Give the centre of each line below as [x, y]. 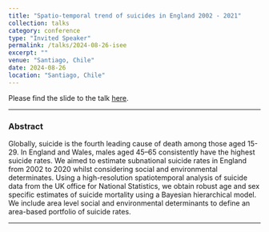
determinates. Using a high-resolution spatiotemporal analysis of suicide [128, 178]
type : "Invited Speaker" [50, 38]
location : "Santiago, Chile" [57, 75]
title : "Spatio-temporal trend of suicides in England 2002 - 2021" [125, 16]
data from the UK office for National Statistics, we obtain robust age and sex [134, 186]
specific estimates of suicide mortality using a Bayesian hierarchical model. [132, 194]
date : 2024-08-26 [37, 68]
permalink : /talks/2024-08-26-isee [68, 46]
